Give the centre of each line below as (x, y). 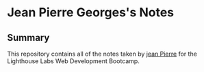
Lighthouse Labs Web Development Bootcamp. (74, 61)
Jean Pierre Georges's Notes (91, 13)
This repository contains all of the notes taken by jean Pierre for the (102, 54)
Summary (28, 38)
